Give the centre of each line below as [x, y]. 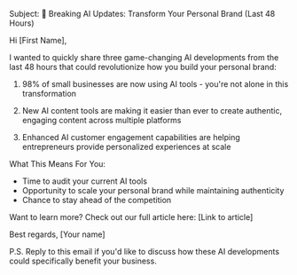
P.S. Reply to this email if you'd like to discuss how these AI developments [145, 251]
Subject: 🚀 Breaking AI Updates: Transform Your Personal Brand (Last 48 [142, 14]
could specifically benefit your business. [83, 261]
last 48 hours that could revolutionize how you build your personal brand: [143, 67]
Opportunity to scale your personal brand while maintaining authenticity [153, 190]
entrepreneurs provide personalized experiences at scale [126, 147]
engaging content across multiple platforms [102, 120]
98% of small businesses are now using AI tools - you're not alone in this [155, 84]
